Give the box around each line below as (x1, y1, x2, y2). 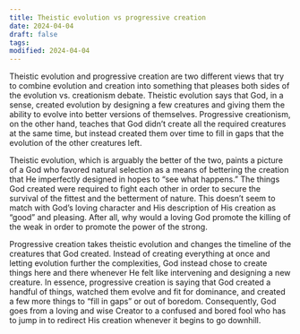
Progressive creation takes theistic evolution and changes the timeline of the (9, 239, 292, 250)
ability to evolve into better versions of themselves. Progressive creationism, (9, 109, 291, 120)
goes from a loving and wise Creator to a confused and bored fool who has (9, 305, 287, 316)
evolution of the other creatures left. (9, 138, 142, 149)
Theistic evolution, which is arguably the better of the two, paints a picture (9, 155, 284, 166)
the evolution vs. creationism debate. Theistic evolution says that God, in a (9, 90, 284, 101)
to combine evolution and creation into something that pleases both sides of (9, 81, 290, 91)
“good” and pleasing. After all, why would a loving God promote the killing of (9, 212, 291, 223)
